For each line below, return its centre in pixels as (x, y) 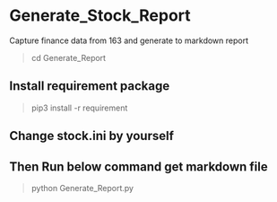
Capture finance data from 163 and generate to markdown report (129, 40)
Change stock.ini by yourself (92, 136)
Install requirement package (90, 86)
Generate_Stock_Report (100, 16)
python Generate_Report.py (82, 188)
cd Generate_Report (68, 57)
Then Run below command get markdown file (138, 167)
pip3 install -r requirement (79, 108)
